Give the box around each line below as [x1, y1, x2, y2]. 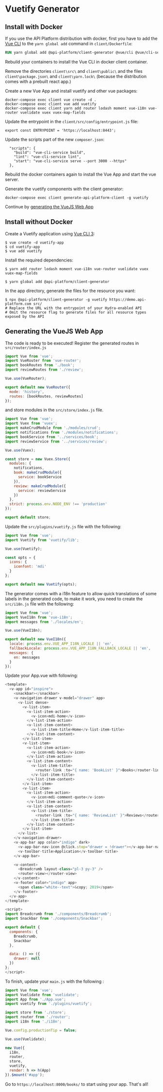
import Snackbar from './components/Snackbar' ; [5, 916, 103, 921]
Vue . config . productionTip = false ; [5, 1027, 77, 1033]
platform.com [5, 301, 32, 306]
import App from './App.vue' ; [5, 997, 66, 1002]
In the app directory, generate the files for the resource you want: [5, 288, 136, 293]
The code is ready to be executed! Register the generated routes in [5, 340, 139, 346]
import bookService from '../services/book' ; [5, 434, 98, 440]
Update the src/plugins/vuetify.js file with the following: [5, 523, 121, 529]
